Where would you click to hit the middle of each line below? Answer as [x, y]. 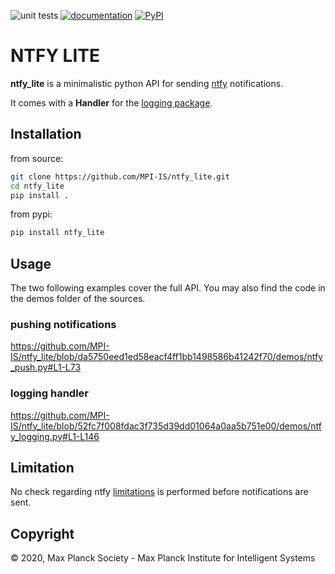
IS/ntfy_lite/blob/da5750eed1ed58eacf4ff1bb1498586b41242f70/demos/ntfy [166, 357]
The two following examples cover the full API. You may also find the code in [168, 288]
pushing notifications [63, 324]
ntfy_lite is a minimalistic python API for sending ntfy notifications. [147, 83]
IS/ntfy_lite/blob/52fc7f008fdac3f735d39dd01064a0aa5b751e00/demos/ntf [166, 426]
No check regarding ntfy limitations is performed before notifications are [159, 492]
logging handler [49, 393]
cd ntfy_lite [37, 186]
